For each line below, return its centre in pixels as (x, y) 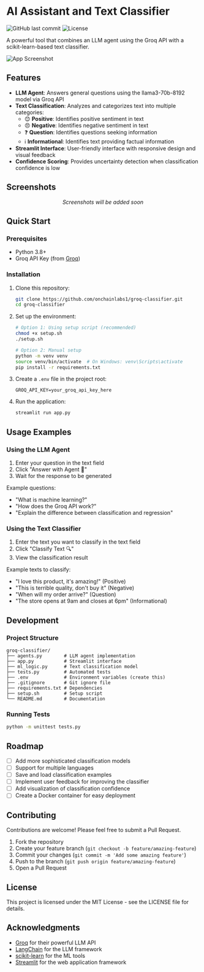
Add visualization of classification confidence (73, 789)
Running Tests (28, 714)
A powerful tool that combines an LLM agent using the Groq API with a (95, 40)
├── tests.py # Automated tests (59, 672)
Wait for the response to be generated (63, 476)
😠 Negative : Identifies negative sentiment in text (86, 125)
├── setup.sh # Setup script (55, 693)
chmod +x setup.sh (39, 334)
